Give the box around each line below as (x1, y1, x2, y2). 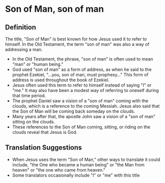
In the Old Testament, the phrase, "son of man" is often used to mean (12, 56, 154, 62)
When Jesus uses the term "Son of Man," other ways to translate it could (12, 156, 160, 162)
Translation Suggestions (5, 144, 82, 152)
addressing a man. (5, 47, 43, 52)
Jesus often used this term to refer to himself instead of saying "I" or (12, 82, 152, 88)
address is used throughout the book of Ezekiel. (12, 77, 110, 83)
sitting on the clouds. (12, 119, 55, 124)
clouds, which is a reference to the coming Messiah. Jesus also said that (12, 103, 160, 109)
